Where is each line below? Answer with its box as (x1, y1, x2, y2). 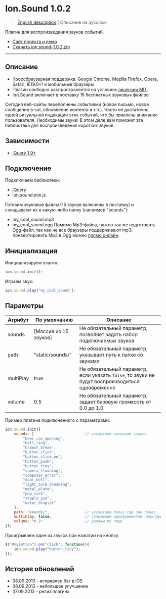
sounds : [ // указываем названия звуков (14, 431, 147, 436)
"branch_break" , (23, 445, 56, 450)
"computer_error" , (23, 473, 61, 478)
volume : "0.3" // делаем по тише (14, 519, 123, 524)
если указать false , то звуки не (79, 372, 155, 379)
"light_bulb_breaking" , (23, 482, 72, 487)
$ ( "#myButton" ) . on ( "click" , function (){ (5, 542, 90, 547)
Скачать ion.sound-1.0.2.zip (12, 44, 70, 50)
